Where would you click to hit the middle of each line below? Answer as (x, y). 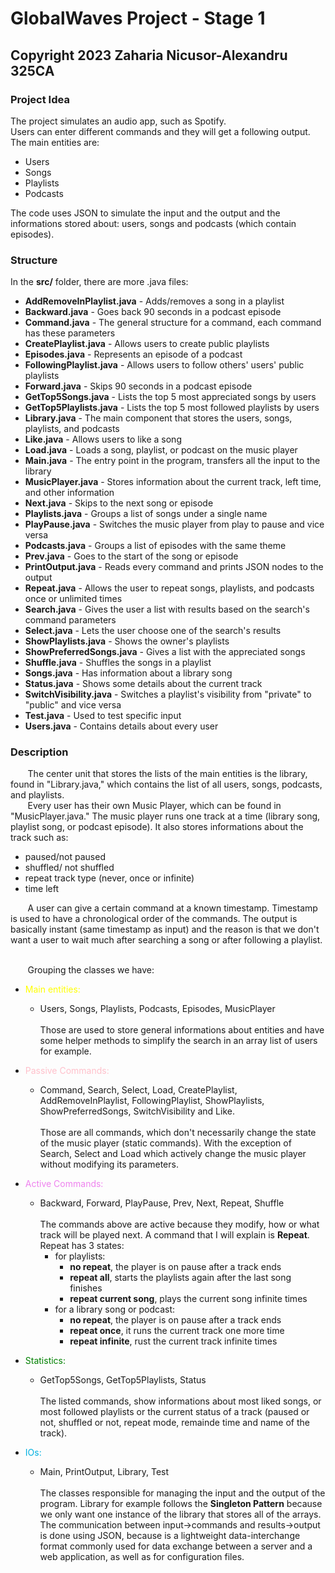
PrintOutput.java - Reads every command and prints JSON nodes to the (174, 567)
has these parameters (70, 333)
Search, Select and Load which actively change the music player (173, 1154)
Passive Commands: (67, 1071)
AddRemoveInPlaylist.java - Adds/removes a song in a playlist (154, 301)
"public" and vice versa (73, 705)
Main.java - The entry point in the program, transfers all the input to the (172, 461)
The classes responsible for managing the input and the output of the (182, 1493)
